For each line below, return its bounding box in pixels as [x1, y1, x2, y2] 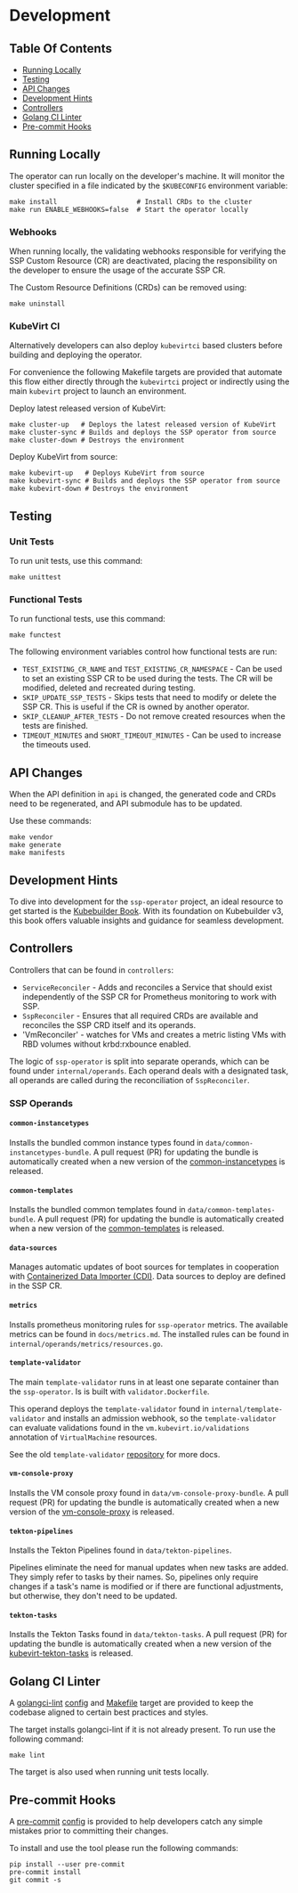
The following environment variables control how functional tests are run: [9, 647, 278, 657]
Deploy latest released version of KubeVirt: [9, 403, 166, 414]
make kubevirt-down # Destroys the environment [9, 485, 189, 494]
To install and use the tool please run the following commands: [9, 1843, 238, 1853]
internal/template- [210, 1405, 283, 1414]
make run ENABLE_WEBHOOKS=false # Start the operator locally [9, 205, 249, 214]
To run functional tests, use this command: [9, 614, 166, 624]
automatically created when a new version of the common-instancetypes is [9, 1155, 286, 1167]
